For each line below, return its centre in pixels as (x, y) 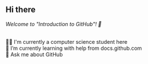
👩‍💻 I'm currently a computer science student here (67, 41)
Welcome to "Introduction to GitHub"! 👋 (54, 24)
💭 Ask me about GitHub (34, 54)
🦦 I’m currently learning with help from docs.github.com (74, 48)
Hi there (21, 10)
